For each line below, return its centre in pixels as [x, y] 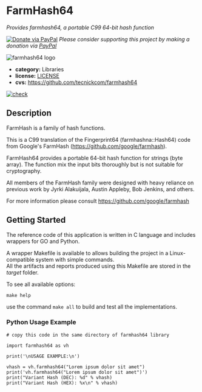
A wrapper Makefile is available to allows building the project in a [87, 253]
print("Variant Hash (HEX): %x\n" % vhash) [62, 383]
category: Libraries [39, 69]
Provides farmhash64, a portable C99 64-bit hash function [80, 27]
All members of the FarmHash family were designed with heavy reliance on [100, 183]
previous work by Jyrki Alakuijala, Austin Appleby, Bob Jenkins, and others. [101, 189]
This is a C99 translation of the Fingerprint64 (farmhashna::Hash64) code [99, 139]
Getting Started [36, 220]
